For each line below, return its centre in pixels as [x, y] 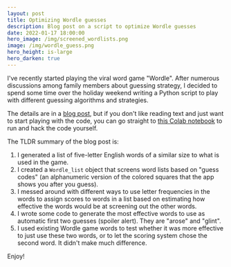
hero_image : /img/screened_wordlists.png [68, 39]
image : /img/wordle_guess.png [51, 46]
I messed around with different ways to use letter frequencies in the [113, 191]
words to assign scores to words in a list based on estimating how [111, 199]
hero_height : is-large [40, 52]
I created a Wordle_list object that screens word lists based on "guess [118, 169]
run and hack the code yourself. [53, 128]
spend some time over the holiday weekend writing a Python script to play [113, 92]
